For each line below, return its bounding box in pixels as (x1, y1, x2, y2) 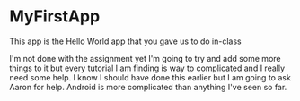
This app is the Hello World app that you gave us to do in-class (9, 36, 242, 46)
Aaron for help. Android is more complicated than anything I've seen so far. (9, 81, 287, 92)
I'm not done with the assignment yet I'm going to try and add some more (9, 53, 281, 63)
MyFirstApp (9, 6, 101, 27)
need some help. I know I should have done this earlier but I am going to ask (9, 72, 292, 82)
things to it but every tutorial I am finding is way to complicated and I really (9, 63, 286, 73)
